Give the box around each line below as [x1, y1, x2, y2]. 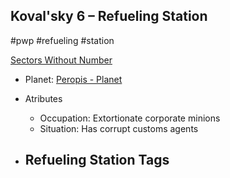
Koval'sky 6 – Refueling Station [10, 8, 208, 25]
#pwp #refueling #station [10, 34, 115, 46]
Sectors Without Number [10, 54, 113, 66]
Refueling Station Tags [24, 152, 170, 169]
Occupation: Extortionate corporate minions [39, 112, 221, 124]
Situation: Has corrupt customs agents [39, 122, 199, 134]
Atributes [24, 92, 63, 104]
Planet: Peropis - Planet [24, 73, 123, 85]
